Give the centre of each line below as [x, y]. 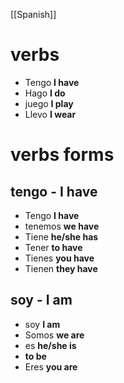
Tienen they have [61, 268]
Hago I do [45, 93]
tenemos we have [62, 226]
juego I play [49, 103]
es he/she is [50, 345]
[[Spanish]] [33, 14]
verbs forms [62, 155]
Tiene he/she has [61, 236]
